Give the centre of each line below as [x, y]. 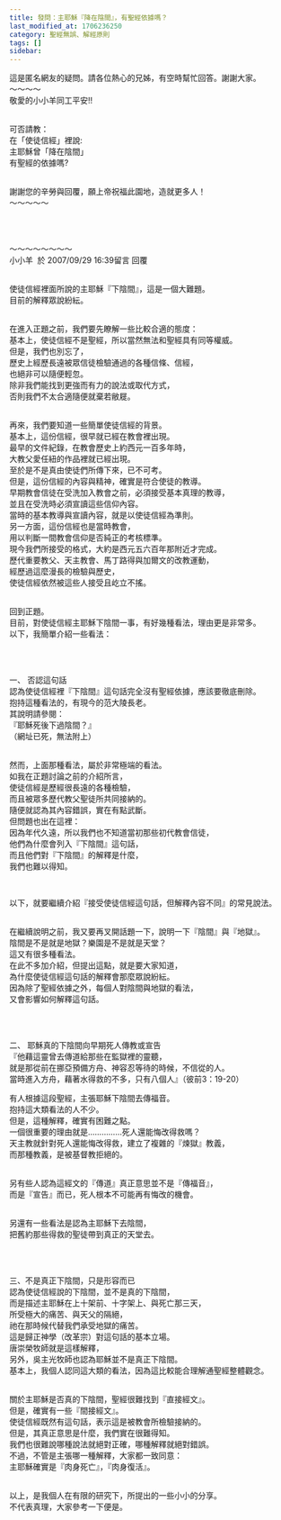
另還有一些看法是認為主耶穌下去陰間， [80, 1223]
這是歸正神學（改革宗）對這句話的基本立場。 [92, 1337]
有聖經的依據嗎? [39, 163]
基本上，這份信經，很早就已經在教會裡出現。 [92, 437]
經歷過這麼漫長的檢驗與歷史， [64, 572]
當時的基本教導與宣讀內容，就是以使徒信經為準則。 [104, 515]
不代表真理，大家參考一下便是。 [68, 1507]
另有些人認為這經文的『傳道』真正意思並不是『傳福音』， [114, 1183]
